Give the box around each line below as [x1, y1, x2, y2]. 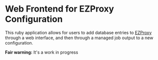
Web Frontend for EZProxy [5, 3, 114, 15]
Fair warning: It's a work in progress [5, 49, 79, 55]
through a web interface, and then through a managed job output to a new [5, 35, 154, 41]
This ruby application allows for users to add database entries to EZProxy [5, 30, 152, 35]
